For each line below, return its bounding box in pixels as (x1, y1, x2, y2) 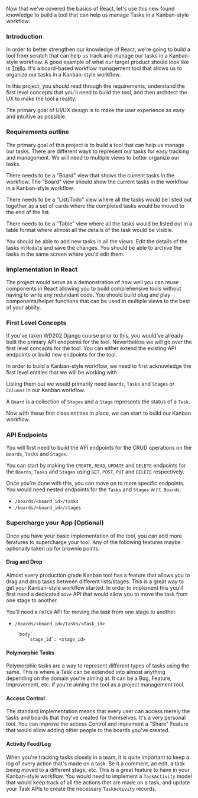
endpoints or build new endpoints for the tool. (6, 351, 118, 358)
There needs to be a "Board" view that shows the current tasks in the (6, 171, 175, 179)
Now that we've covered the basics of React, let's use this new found (6, 5, 175, 12)
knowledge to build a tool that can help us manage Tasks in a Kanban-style (6, 11, 189, 18)
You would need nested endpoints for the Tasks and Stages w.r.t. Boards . (6, 486, 181, 493)
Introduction (6, 32, 43, 40)
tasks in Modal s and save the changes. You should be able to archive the (6, 244, 182, 251)
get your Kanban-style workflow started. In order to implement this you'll (6, 584, 183, 591)
